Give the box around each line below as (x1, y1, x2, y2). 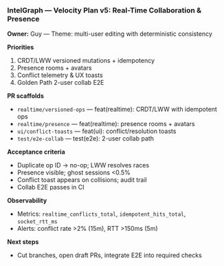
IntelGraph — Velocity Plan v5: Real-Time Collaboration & (7, 6, 202, 15)
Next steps (7, 238, 39, 246)
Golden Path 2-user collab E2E (16, 79, 104, 87)
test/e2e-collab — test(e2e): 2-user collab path (16, 134, 155, 143)
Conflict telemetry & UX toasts (16, 71, 103, 79)
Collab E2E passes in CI (16, 183, 85, 192)
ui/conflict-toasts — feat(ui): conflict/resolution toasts (16, 127, 177, 136)
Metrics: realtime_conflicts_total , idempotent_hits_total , (16, 209, 186, 218)
